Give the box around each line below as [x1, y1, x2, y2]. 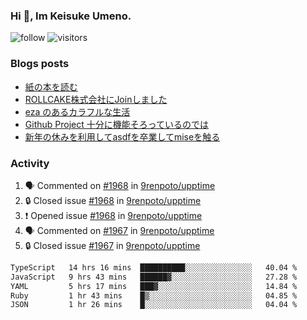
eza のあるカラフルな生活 [24, 105, 131, 118]
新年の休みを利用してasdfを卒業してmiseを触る [24, 130, 221, 143]
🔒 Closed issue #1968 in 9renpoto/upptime [24, 194, 202, 206]
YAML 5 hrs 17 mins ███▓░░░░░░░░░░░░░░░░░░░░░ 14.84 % [10, 281, 298, 291]
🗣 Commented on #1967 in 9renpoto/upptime [24, 224, 215, 236]
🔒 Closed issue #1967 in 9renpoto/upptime [24, 239, 201, 251]
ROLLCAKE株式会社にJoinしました [24, 93, 168, 105]
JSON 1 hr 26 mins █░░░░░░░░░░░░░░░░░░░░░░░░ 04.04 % [10, 300, 298, 310]
